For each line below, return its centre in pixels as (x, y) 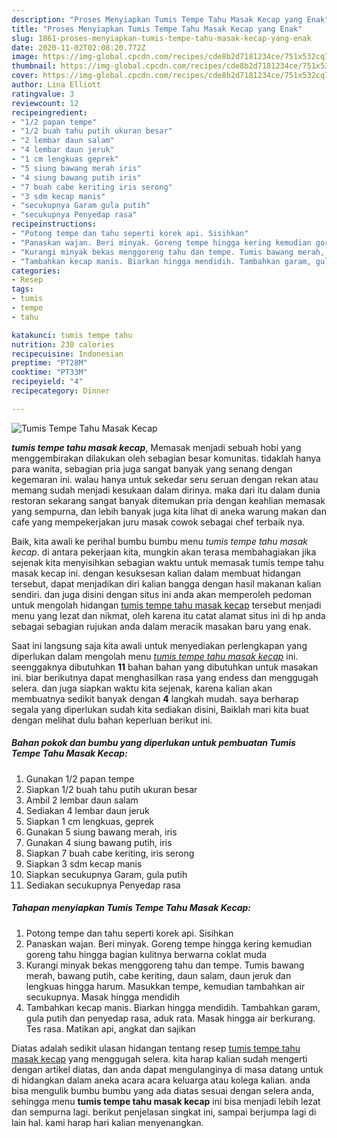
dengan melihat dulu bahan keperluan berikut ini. (112, 720)
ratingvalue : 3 (43, 94)
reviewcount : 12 (45, 103)
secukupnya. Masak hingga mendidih (103, 997)
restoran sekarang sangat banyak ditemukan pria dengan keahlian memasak (168, 500)
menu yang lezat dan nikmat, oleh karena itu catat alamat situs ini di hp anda (168, 615)
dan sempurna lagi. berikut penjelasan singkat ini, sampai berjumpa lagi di (164, 1112)
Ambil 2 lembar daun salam (82, 800)
